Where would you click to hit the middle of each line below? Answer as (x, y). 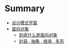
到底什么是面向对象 (38, 35)
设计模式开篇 (24, 23)
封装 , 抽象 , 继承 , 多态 (41, 41)
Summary (25, 9)
